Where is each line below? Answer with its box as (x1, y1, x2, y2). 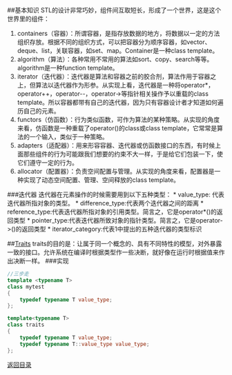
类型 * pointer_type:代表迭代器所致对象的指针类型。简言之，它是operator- (12, 216, 223, 224)
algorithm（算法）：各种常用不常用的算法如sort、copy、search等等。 (17, 55, 213, 63)
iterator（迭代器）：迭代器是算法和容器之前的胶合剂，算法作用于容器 (17, 72, 211, 81)
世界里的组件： (7, 14, 50, 23)
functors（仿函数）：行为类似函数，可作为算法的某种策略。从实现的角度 (17, 116, 220, 123)
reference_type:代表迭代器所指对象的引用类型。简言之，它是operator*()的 (7, 207, 217, 216)
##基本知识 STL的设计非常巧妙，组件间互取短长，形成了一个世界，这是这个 (7, 6, 222, 14)
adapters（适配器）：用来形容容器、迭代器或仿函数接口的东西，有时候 (17, 141, 215, 150)
